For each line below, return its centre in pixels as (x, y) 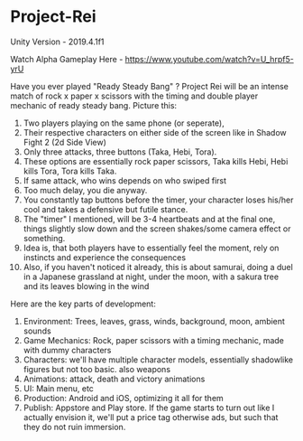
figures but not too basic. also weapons (96, 369)
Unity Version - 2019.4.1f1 (57, 42)
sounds (37, 331)
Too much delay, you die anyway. (85, 190)
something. (44, 238)
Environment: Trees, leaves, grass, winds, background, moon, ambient (154, 321)
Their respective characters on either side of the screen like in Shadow (155, 132)
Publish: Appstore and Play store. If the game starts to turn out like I (149, 408)
